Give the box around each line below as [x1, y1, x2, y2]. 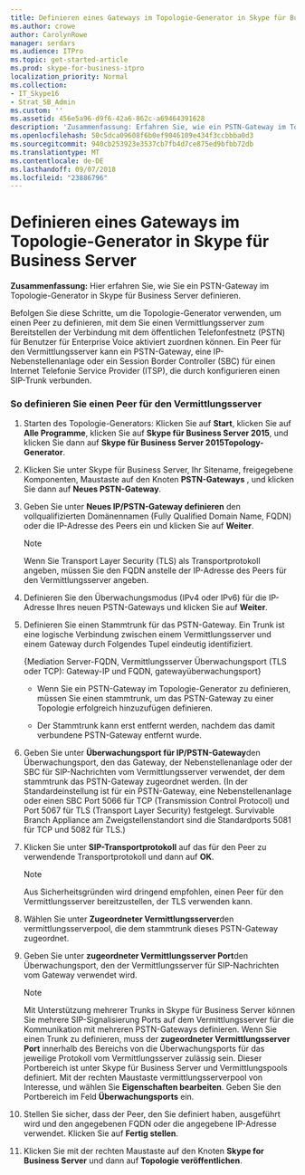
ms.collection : [10, 81, 68, 90]
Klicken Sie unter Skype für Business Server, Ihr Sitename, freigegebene [23, 464, 293, 475]
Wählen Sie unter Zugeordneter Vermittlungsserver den [23, 913, 234, 924]
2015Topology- [205, 437, 264, 448]
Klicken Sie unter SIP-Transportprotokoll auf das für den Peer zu [23, 842, 267, 853]
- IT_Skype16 [10, 89, 60, 98]
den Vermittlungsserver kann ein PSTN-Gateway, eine [10, 346, 212, 358]
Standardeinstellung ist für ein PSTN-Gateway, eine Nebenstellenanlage [23, 786, 292, 797]
